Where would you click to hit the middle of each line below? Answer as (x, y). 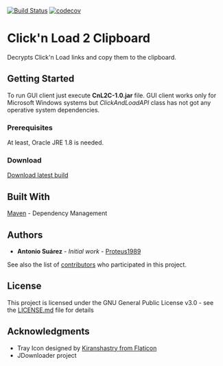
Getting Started (41, 79)
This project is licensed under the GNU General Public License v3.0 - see (110, 302)
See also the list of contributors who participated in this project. (97, 265)
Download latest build (38, 175)
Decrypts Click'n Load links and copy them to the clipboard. (92, 57)
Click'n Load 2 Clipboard (79, 38)
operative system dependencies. (54, 110)
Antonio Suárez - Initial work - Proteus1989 (79, 251)
